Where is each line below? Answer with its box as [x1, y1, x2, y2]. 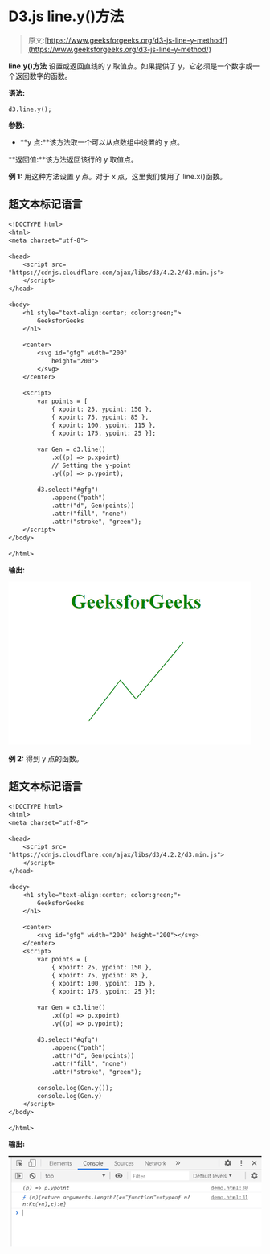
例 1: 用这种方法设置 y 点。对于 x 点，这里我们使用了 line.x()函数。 [8, 171, 227, 181]
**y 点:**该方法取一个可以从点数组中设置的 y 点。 [19, 137, 185, 147]
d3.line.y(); [8, 105, 52, 113]
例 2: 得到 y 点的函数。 [8, 753, 84, 764]
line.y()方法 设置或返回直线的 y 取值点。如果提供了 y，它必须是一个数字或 [8, 61, 253, 71]
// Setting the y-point [51, 461, 131, 469]
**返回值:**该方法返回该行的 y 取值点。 [8, 154, 138, 164]
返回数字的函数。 [14, 71, 72, 80]
